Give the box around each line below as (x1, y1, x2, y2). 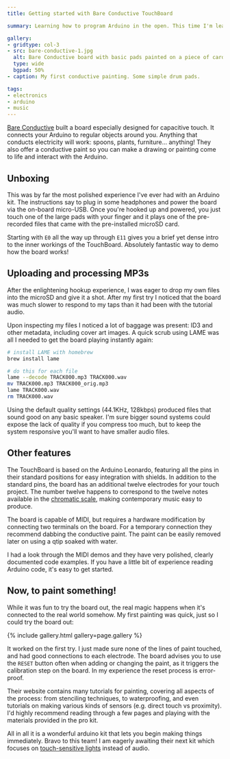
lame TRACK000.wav (7, 387, 60, 394)
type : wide (13, 60, 44, 67)
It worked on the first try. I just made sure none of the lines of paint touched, (7, 644, 222, 653)
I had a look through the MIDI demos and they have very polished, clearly (7, 550, 214, 559)
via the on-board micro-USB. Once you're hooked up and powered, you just (7, 205, 221, 213)
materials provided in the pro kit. (7, 716, 99, 724)
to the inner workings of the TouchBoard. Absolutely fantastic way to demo (7, 240, 219, 248)
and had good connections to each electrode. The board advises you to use (7, 651, 221, 659)
